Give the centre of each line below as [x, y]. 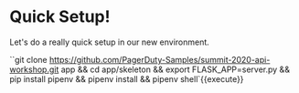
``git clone [28, 59]
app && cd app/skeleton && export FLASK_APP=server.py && [176, 69]
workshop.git [34, 69]
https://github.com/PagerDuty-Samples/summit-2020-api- [160, 59]
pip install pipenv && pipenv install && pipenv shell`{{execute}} [127, 78]
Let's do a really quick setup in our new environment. [110, 42]
